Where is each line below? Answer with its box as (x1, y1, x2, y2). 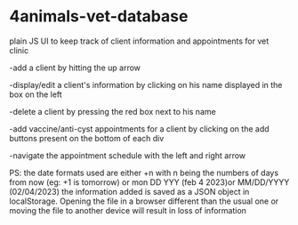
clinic (9, 44, 29, 55)
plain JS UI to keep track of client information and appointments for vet (9, 36, 270, 46)
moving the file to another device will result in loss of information (9, 205, 247, 215)
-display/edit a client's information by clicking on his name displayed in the (9, 79, 283, 90)
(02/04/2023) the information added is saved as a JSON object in (9, 186, 250, 197)
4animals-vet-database (9, 6, 189, 27)
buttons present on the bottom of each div (9, 133, 165, 143)
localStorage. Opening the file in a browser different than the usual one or (9, 196, 279, 206)
